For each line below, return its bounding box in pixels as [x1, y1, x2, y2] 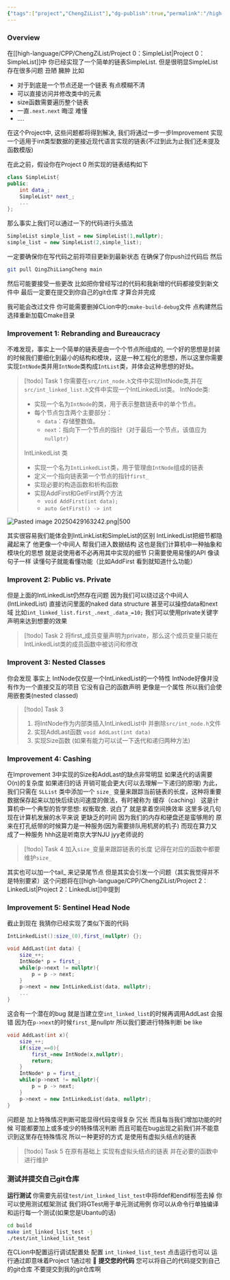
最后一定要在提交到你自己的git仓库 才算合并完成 [20, 287, 156, 296]
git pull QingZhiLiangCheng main [7, 265, 103, 273]
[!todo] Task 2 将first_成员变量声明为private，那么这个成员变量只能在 [23, 632, 218, 640]
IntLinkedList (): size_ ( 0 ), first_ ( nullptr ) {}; [7, 933, 142, 940]
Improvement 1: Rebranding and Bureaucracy [7, 329, 161, 338]
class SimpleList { [7, 174, 60, 180]
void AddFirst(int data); [44, 498, 118, 505]
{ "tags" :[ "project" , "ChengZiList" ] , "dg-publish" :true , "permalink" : [7, 10, 204, 17]
